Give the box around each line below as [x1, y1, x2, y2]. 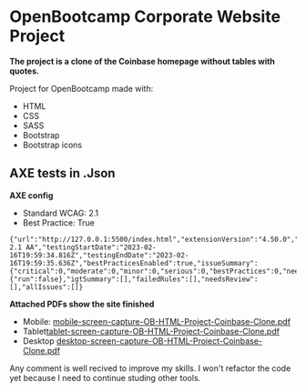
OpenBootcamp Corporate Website [9, 6, 280, 27]
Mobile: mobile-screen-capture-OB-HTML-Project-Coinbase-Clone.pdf [22, 316, 291, 327]
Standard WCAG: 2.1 [22, 207, 98, 218]
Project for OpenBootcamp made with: [9, 83, 154, 94]
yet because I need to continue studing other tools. [9, 372, 201, 383]
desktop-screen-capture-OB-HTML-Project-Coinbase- [56, 335, 262, 347]
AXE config [9, 189, 54, 201]
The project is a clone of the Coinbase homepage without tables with [9, 55, 276, 66]
